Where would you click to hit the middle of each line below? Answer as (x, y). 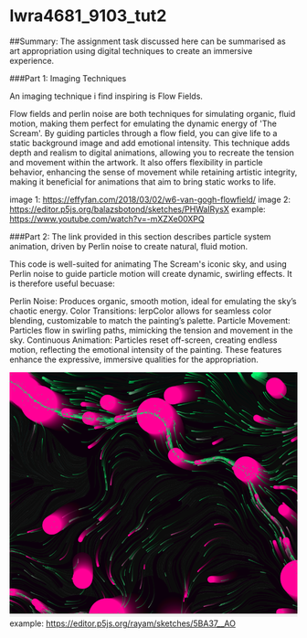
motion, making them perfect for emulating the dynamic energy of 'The (143, 123)
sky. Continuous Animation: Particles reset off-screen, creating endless (143, 340)
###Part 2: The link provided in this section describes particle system (140, 236)
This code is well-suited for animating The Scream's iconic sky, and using (148, 264)
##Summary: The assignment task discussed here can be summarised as (148, 41)
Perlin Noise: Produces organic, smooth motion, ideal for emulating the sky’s (153, 301)
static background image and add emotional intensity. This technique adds (150, 143)
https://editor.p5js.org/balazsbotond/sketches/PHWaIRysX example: (138, 209)
